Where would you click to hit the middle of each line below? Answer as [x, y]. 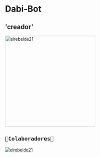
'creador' [19, 27]
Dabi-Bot [23, 9]
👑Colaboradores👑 [29, 139]
